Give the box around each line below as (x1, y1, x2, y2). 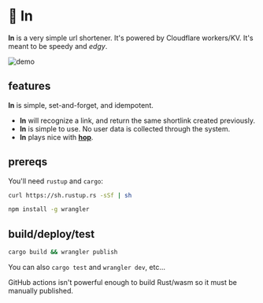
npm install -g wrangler (8, 205, 90, 213)
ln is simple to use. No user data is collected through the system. (19, 124, 231, 133)
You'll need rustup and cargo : (8, 176, 104, 186)
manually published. (8, 286, 73, 295)
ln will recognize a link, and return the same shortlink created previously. (19, 116, 256, 125)
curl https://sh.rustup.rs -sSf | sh (8, 191, 132, 199)
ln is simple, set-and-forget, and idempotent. (8, 100, 154, 109)
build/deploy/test (8, 227, 95, 241)
